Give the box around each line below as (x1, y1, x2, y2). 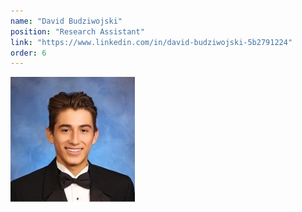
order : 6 (10, 48, 47, 58)
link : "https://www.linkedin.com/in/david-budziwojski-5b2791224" (10, 37, 293, 47)
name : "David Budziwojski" (10, 16, 123, 26)
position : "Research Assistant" (10, 26, 145, 37)
